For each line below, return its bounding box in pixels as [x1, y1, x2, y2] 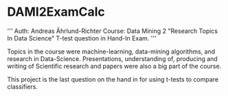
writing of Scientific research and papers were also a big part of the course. [7, 62, 222, 70]
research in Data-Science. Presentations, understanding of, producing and [7, 54, 218, 62]
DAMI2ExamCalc [7, 4, 105, 20]
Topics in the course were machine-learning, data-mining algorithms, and [7, 47, 216, 56]
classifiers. [7, 82, 38, 91]
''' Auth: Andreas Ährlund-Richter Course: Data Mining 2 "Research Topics [7, 27, 218, 35]
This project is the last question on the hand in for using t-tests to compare [7, 75, 218, 83]
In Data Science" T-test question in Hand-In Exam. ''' [7, 34, 157, 42]
